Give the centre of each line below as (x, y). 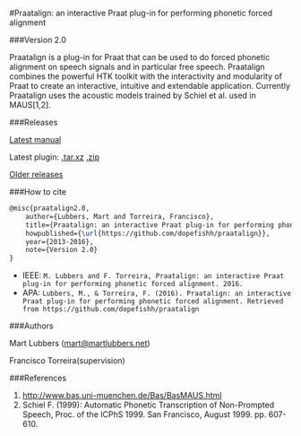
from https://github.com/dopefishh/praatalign (111, 310)
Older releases (36, 174)
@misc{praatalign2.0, (50, 208)
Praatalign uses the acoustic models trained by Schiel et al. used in (133, 95)
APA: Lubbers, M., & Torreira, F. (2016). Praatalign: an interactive (156, 293)
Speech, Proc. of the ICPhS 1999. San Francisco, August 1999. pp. (144, 414)
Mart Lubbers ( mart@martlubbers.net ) (80, 344)
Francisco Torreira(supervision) (67, 361)
